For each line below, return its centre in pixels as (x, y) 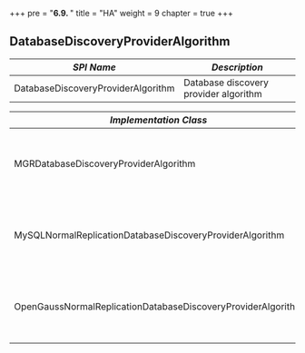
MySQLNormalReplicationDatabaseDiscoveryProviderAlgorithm (149, 235)
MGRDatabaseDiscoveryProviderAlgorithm (105, 163)
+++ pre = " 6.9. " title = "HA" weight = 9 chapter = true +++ (121, 13)
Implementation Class (158, 120)
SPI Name (94, 67)
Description (237, 67)
